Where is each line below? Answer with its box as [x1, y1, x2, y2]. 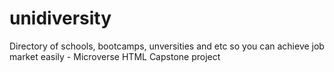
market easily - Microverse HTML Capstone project [9, 50, 221, 62]
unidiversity [9, 7, 112, 30]
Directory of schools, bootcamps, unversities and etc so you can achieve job [9, 40, 325, 52]
